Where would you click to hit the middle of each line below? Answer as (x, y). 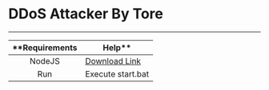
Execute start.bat (117, 74)
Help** (117, 47)
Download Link (113, 61)
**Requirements (45, 47)
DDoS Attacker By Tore (86, 14)
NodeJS (44, 61)
